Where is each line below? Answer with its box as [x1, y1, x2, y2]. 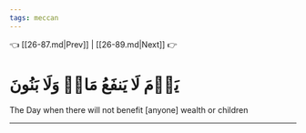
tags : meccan [9, 13, 59, 23]
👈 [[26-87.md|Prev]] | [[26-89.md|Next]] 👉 [9, 38, 178, 50]
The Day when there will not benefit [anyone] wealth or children [9, 104, 249, 115]
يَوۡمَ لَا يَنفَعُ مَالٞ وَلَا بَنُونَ [9, 74, 179, 95]
